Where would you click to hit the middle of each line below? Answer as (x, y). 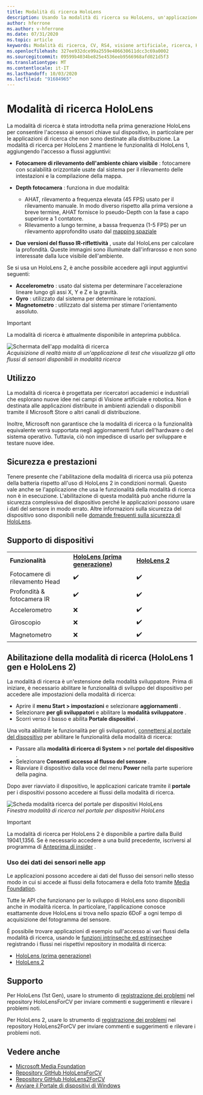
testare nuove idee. (31, 443)
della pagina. (31, 774)
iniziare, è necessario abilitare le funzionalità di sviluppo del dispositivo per (100, 688)
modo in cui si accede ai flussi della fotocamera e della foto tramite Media (98, 882)
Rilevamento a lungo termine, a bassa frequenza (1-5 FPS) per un (105, 225)
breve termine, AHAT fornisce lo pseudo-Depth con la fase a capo (107, 212)
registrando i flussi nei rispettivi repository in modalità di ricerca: (87, 944)
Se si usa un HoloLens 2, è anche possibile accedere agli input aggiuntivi (98, 268)
